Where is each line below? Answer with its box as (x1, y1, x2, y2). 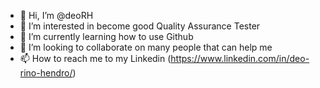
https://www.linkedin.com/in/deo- (170, 53, 310, 64)
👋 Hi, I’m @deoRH (19, 10, 94, 21)
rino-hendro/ (19, 67, 73, 79)
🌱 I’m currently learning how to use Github (19, 31, 194, 42)
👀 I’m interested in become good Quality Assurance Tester (19, 20, 261, 32)
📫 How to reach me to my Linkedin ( (19, 53, 172, 64)
